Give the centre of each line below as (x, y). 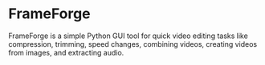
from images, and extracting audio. (66, 52)
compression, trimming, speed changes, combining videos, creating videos (133, 44)
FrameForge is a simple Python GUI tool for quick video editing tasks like (128, 36)
